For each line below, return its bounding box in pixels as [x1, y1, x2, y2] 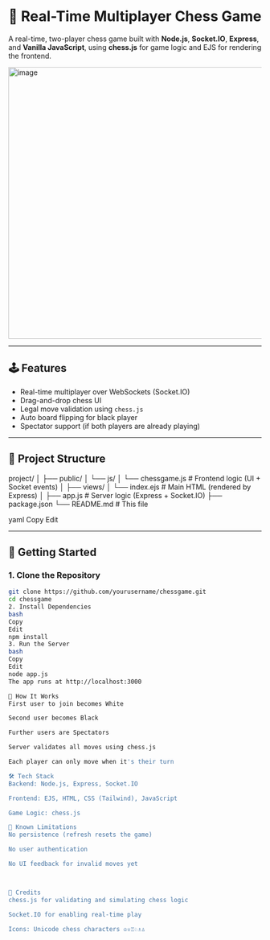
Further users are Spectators [8, 728, 110, 737]
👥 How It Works [8, 692, 59, 700]
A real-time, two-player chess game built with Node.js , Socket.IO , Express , [8, 34, 260, 43]
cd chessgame [8, 596, 52, 604]
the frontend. [8, 51, 52, 60]
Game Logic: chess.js [8, 809, 81, 817]
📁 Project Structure [8, 452, 106, 466]
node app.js [8, 670, 48, 678]
